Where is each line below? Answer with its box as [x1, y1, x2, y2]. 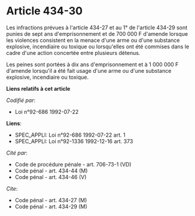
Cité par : [6, 149, 28, 156]
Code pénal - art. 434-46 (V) [14, 173, 87, 180]
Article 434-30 [6, 4, 83, 18]
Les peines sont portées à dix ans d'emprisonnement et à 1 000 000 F [6, 61, 179, 68]
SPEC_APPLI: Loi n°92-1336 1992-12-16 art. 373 [14, 137, 133, 144]
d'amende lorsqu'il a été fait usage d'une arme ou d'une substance [6, 67, 172, 74]
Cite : [6, 185, 18, 192]
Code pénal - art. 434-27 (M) [14, 196, 87, 203]
